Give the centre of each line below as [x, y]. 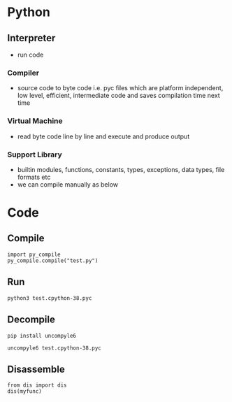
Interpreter [31, 38]
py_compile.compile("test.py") [53, 260]
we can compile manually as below [68, 184]
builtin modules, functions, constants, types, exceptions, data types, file [121, 169]
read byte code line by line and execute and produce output [103, 136]
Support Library [35, 155]
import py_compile [34, 254]
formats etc [34, 177]
